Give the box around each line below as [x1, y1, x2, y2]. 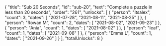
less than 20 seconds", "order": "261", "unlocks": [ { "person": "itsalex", [4, 9, 151, 15]
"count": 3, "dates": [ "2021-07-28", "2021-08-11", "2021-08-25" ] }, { [4, 15, 147, 20]
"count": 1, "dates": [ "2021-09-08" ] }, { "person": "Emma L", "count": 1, [4, 30, 153, 36]
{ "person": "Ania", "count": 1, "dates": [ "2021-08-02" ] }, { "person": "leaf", [4, 25, 161, 31]
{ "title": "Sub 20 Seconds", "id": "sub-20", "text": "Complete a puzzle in [4, 4, 153, 10]
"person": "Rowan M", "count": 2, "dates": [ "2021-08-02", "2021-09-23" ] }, [4, 20, 162, 25]
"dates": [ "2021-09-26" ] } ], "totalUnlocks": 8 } [4, 35, 103, 41]
